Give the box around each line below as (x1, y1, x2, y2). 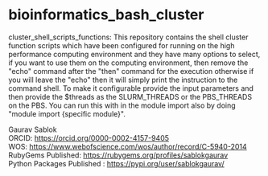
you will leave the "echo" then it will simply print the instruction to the (8, 75, 238, 84)
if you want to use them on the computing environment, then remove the (8, 58, 249, 68)
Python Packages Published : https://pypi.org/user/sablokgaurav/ (8, 158, 225, 168)
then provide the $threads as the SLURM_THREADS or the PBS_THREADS (8, 92, 252, 101)
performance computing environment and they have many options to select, (8, 49, 261, 59)
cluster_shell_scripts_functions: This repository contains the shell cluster (8, 32, 249, 42)
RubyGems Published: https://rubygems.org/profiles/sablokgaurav (8, 150, 229, 160)
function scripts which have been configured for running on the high (8, 40, 235, 50)
